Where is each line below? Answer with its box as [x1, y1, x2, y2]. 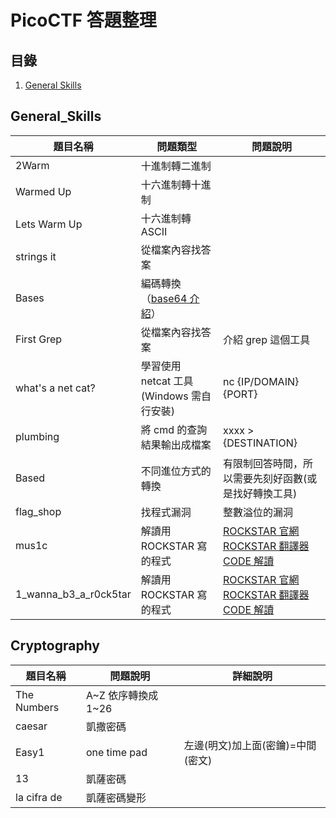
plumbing [15, 429, 60, 443]
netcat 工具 [140, 374, 194, 388]
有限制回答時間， [222, 456, 303, 470]
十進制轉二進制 [140, 159, 212, 173]
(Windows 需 [140, 389, 202, 403]
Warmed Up [15, 184, 72, 198]
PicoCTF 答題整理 [10, 9, 157, 32]
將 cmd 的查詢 [140, 422, 208, 436]
